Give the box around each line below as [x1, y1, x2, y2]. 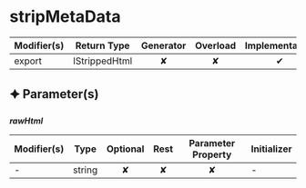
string [72, 163, 98, 176]
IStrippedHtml [72, 54, 133, 67]
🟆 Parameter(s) [9, 86, 99, 102]
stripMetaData [9, 6, 121, 27]
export [14, 54, 43, 67]
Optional [106, 143, 145, 155]
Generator [140, 39, 187, 52]
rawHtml [9, 115, 44, 126]
